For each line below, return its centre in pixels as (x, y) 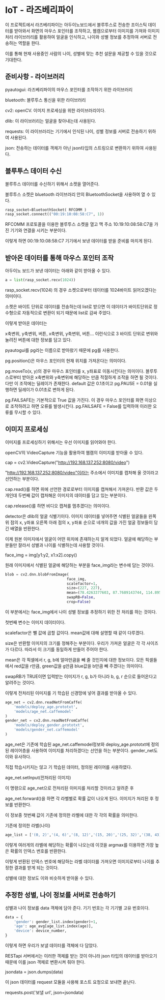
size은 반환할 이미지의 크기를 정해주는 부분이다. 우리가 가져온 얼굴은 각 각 (75, 643)
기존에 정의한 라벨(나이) (28, 825)
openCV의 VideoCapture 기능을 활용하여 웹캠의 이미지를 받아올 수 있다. (74, 453)
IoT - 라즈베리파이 (39, 10)
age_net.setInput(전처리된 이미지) (38, 777)
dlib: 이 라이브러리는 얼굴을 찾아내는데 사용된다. (51, 121)
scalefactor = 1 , (82, 583)
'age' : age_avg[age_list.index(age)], (54, 926)
